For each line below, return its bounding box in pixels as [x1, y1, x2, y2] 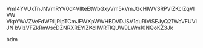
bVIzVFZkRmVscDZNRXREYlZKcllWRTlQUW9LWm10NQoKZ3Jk [15, 24, 174, 31]
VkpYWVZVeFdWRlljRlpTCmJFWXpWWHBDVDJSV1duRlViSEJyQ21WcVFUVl [6, 18, 197, 25]
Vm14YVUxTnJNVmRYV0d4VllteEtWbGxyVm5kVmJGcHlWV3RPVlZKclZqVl [6, 5, 195, 12]
